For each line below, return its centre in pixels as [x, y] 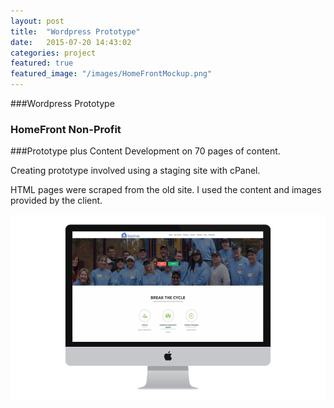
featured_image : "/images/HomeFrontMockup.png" [111, 74]
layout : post [37, 21]
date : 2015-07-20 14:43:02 [71, 42]
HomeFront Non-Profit [66, 129]
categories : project [53, 53]
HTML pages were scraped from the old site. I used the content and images [166, 190]
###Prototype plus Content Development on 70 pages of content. [145, 151]
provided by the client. [56, 201]
